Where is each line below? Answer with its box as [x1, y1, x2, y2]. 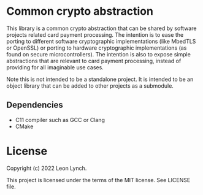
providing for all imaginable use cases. [6, 63, 104, 71]
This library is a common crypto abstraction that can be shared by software [6, 25, 197, 32]
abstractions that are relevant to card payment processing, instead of [6, 57, 182, 64]
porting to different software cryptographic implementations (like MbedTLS [6, 37, 196, 45]
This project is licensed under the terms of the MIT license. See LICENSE [6, 176, 191, 183]
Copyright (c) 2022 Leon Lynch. [6, 164, 87, 172]
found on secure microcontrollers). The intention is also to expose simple [6, 50, 191, 58]
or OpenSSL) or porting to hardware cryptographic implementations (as [6, 44, 187, 52]
